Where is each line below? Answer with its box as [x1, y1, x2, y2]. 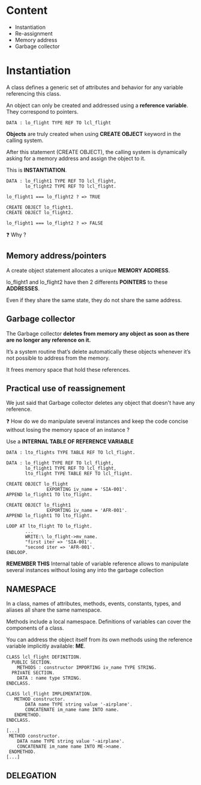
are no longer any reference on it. [6, 336, 91, 343]
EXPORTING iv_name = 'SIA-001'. [46, 487, 128, 493]
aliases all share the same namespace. [6, 606, 102, 614]
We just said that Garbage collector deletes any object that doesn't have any [6, 399, 195, 407]
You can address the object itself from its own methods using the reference [6, 636, 193, 644]
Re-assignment [14, 29, 53, 37]
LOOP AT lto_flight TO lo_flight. [6, 523, 93, 529]
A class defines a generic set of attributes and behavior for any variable [6, 84, 184, 91]
